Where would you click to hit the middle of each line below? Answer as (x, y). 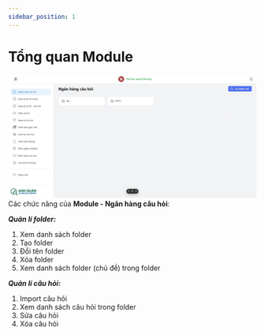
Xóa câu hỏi (39, 324)
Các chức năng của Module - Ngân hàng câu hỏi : (89, 204)
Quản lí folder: (32, 219)
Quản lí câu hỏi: (35, 284)
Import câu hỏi (43, 299)
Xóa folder (36, 260)
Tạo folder (36, 243)
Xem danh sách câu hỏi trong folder (78, 307)
